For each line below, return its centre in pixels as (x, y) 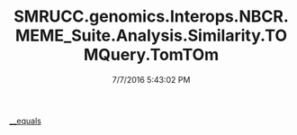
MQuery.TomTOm (151, 55)
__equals (26, 121)
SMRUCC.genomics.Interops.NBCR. (151, 17)
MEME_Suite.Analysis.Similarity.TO (151, 36)
